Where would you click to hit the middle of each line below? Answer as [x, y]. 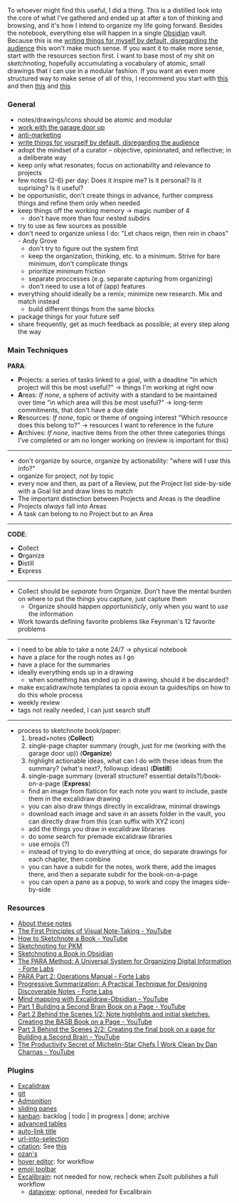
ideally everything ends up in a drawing [75, 672]
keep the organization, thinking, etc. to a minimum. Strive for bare [124, 256]
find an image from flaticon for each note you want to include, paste [128, 791]
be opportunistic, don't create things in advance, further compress [115, 196]
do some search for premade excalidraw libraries [100, 836]
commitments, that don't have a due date [78, 410]
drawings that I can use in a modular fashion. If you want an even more [111, 71]
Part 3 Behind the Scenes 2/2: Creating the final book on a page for [116, 1029]
